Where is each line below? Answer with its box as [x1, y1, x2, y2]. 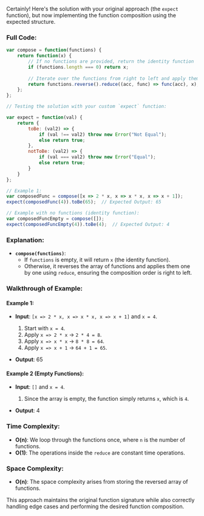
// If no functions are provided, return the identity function [28, 58, 194, 65]
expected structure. [6, 18, 56, 25]
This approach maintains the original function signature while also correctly [6, 497, 195, 504]
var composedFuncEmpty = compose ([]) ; [6, 216, 104, 222]
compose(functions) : [15, 250, 66, 257]
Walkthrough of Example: [6, 285, 83, 293]
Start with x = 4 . [24, 325, 66, 332]
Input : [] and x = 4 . [15, 383, 65, 391]
